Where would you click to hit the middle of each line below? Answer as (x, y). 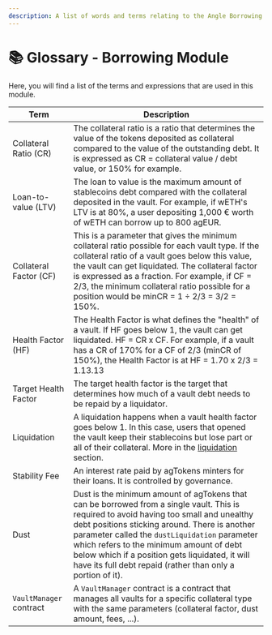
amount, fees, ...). (106, 619)
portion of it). (98, 575)
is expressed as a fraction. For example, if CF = (163, 276)
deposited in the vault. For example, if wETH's (161, 202)
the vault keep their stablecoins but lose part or (163, 437)
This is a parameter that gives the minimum (155, 235)
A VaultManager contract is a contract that (152, 588)
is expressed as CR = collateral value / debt (155, 158)
